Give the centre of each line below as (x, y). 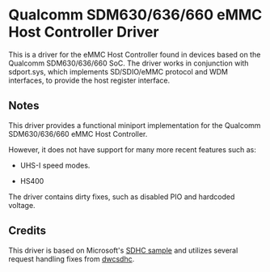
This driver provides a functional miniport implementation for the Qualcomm (135, 125)
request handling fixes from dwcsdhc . (72, 259)
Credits (27, 231)
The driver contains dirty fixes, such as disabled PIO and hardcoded (122, 197)
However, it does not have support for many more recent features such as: (132, 149)
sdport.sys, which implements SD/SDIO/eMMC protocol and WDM (118, 71)
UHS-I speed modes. (55, 165)
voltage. (22, 205)
